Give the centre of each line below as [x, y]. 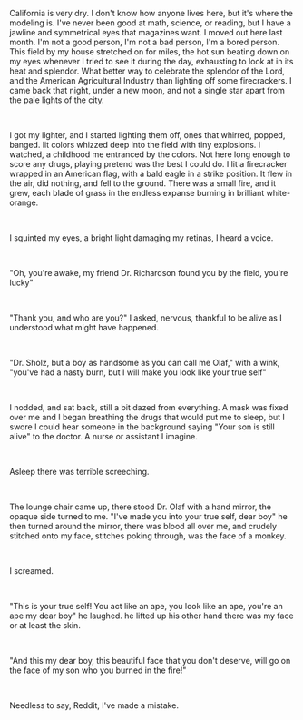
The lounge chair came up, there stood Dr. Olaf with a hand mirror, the [141, 507]
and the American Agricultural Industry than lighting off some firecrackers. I [151, 80]
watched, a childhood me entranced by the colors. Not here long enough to [150, 154]
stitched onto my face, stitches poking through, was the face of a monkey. [148, 536]
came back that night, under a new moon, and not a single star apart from [147, 90]
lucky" [21, 282]
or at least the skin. [45, 625]
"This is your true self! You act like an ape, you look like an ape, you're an [146, 606]
